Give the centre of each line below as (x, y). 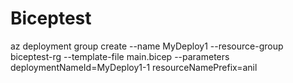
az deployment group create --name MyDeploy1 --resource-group (147, 46)
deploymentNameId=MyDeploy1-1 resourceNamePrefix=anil (134, 67)
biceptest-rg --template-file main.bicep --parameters (120, 56)
